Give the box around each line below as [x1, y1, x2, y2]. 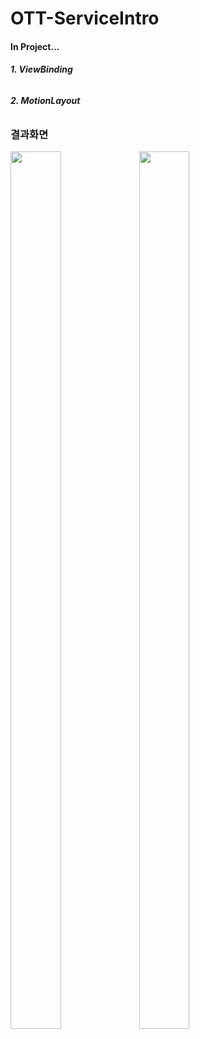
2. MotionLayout [10, 94, 81, 106]
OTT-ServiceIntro [10, 7, 160, 30]
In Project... [10, 40, 60, 52]
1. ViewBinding [10, 63, 73, 76]
